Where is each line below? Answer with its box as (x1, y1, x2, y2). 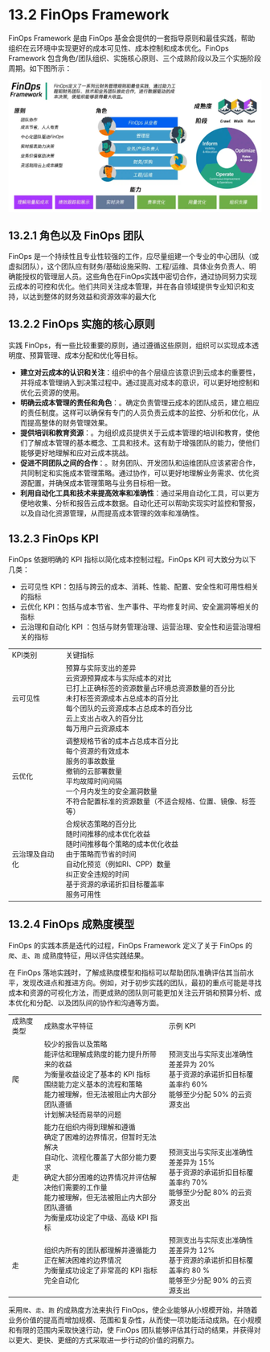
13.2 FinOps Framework (8, 6, 170, 24)
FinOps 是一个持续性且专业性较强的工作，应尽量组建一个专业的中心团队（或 (8, 252, 260, 261)
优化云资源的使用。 (19, 388, 84, 397)
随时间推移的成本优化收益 (65, 829, 151, 839)
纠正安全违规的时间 (65, 869, 130, 879)
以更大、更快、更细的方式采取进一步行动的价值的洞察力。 (8, 1335, 198, 1345)
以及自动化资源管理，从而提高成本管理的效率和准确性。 (19, 508, 203, 518)
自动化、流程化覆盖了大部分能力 (43, 1152, 150, 1161)
